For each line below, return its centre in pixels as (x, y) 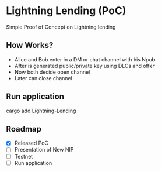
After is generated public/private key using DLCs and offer (84, 66)
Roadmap (24, 129)
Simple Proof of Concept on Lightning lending (61, 27)
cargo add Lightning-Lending (41, 111)
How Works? (30, 45)
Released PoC (31, 143)
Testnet (24, 156)
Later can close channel (43, 78)
